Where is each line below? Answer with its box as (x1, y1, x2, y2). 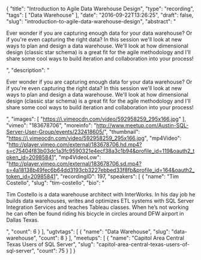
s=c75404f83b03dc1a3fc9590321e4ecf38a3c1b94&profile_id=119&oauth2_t (6, 147, 195, 154)
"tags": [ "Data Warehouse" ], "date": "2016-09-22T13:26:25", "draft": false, (6, 11, 194, 19)
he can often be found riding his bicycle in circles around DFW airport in (6, 210, 184, 217)
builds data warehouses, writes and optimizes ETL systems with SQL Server (6, 198, 194, 204)
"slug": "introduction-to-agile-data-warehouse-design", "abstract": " (6, 18, 176, 25)
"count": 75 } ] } (37, 247, 76, 254)
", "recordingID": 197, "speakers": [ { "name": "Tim (55, 173, 179, 180)
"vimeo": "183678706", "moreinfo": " (6, 122, 97, 128)
